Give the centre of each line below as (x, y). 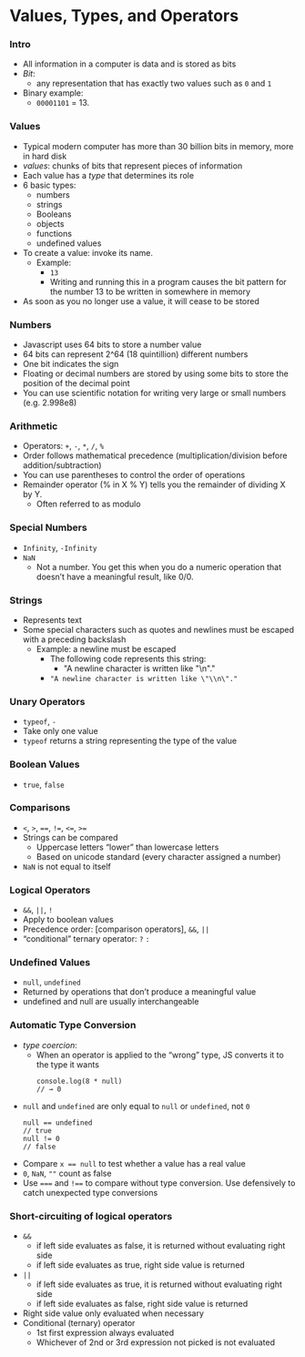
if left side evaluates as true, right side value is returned (141, 1265)
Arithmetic (34, 426)
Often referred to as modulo (88, 504)
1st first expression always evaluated (105, 1333)
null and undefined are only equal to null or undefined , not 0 (136, 1106)
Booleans (54, 214)
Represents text (52, 619)
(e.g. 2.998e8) (50, 403)
